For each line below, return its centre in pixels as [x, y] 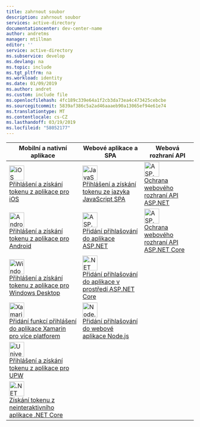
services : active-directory [41, 23]
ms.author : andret [29, 89]
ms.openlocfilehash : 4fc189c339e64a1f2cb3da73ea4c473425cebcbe [86, 100]
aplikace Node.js [106, 336]
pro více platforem [35, 336]
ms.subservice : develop [36, 56]
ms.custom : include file [37, 95]
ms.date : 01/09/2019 [32, 84]
